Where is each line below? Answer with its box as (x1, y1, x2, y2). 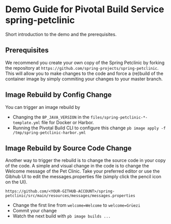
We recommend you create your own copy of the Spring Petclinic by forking (5, 60, 165, 66)
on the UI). (5, 179, 27, 185)
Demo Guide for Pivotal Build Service (5, 4, 164, 15)
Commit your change (12, 208, 57, 214)
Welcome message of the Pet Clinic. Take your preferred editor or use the (5, 168, 160, 174)
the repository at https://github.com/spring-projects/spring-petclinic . (5, 65, 159, 71)
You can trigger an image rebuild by (5, 104, 80, 110)
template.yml (12, 120, 41, 125)
